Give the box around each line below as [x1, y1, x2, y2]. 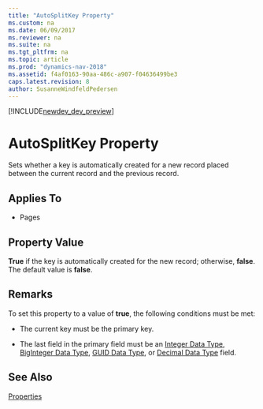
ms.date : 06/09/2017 [8, 26, 76, 34]
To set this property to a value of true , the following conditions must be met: [8, 309, 256, 318]
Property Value [8, 235, 84, 249]
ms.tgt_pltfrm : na [8, 48, 69, 56]
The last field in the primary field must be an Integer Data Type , [19, 339, 226, 348]
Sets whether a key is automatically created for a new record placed [8, 160, 230, 170]
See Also [8, 370, 53, 384]
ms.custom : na [8, 19, 55, 27]
